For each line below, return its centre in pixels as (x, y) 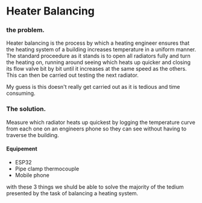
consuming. (21, 93)
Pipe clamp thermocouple (47, 169)
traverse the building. (33, 135)
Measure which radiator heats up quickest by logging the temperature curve (101, 122)
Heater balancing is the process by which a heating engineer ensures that (98, 43)
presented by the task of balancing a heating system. (72, 193)
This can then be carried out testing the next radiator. (72, 75)
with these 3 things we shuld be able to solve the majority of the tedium (95, 187)
